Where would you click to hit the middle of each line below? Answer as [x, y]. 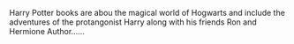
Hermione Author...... [47, 31]
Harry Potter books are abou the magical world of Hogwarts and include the [147, 13]
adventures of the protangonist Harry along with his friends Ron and [133, 22]
